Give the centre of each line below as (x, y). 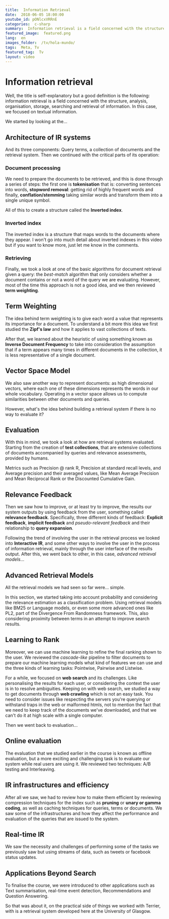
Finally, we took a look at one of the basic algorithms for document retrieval (83, 269)
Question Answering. (27, 896)
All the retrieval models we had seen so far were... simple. (65, 588)
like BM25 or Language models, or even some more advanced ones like (79, 608)
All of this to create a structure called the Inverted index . (64, 210)
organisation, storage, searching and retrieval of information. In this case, (81, 106)
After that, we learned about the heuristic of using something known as (79, 339)
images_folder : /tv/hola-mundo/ (40, 43)
